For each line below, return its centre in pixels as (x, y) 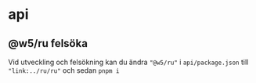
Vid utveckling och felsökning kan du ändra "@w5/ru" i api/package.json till (128, 62)
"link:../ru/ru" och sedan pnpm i (64, 70)
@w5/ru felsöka (48, 43)
